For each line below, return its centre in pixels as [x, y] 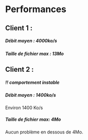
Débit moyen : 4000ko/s [31, 41]
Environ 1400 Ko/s [24, 108]
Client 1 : [19, 28]
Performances [36, 9]
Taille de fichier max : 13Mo [34, 54]
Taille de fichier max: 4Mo [33, 119]
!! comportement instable [32, 82]
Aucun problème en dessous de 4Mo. [44, 132]
